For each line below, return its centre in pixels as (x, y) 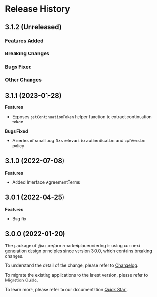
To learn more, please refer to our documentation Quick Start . (67, 289)
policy (18, 146)
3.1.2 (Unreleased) (33, 27)
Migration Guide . (22, 280)
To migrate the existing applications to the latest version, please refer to (77, 275)
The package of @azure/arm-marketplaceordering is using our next (73, 245)
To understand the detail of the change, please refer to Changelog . (72, 265)
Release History (38, 9)
